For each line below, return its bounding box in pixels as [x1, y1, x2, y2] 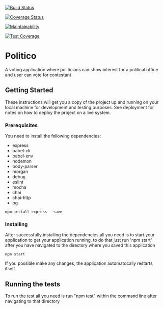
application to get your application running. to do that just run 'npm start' [5, 237, 152, 243]
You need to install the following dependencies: [5, 133, 101, 139]
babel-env [12, 153, 33, 159]
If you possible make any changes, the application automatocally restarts [5, 260, 153, 266]
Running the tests [5, 280, 60, 288]
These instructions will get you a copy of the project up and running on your [5, 99, 159, 105]
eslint [12, 179, 24, 185]
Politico [5, 51, 37, 61]
